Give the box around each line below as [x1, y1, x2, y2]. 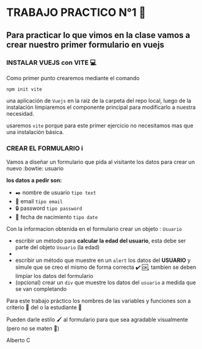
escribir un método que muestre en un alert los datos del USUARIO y [15, 257, 191, 264]
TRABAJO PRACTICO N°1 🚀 [6, 6, 146, 20]
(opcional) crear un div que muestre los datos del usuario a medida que [15, 279, 197, 287]
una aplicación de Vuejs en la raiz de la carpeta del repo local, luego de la [6, 97, 192, 104]
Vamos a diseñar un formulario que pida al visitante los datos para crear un [6, 159, 195, 166]
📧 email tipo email [15, 198, 63, 205]
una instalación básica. [6, 128, 64, 135]
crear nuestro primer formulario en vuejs [6, 39, 165, 50]
